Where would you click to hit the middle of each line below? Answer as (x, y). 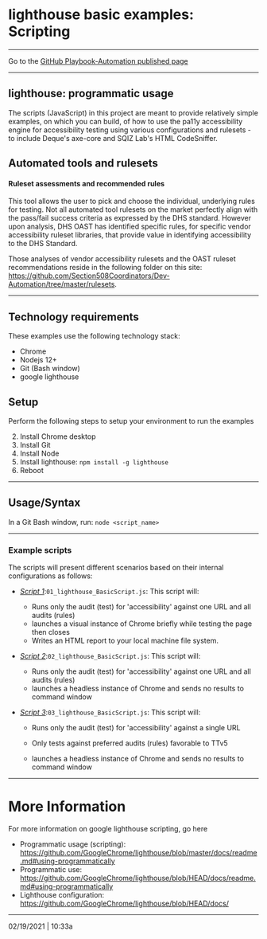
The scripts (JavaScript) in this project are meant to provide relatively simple (133, 112)
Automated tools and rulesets (83, 164)
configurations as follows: (50, 576)
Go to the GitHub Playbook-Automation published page (98, 61)
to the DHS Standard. (43, 244)
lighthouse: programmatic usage (91, 94)
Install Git (35, 444)
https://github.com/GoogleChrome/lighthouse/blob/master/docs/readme (138, 853)
